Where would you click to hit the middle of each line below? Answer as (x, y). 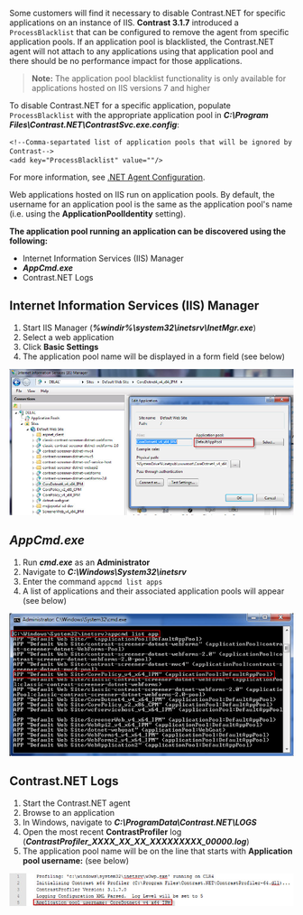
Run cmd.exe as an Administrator (86, 562)
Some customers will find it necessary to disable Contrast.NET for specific (147, 13)
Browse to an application (69, 812)
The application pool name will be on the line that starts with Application (157, 851)
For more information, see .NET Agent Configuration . (107, 177)
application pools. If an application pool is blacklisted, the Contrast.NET (142, 42)
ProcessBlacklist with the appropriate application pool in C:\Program (139, 115)
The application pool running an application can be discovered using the (148, 231)
